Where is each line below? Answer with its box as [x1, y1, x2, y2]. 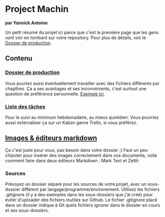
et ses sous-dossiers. [5, 208, 49, 214]
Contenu [5, 54, 33, 63]
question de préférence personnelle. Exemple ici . [5, 90, 105, 97]
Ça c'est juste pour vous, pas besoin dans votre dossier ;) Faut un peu [5, 147, 148, 153]
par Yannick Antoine [5, 20, 48, 26]
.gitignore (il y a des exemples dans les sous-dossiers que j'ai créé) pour [5, 192, 153, 198]
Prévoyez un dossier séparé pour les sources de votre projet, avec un [5, 181, 147, 187]
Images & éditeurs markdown [5, 134, 97, 142]
